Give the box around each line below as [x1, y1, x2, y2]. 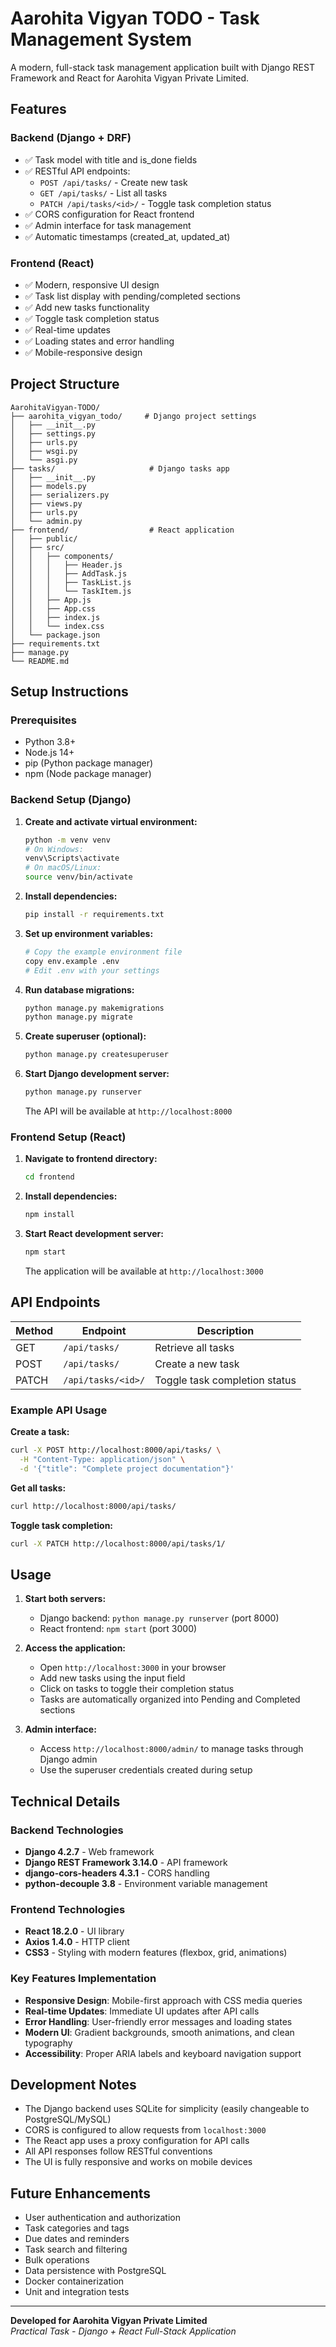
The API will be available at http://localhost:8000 [24, 1105, 233, 1117]
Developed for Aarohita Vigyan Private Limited [10, 2315, 208, 2327]
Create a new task [154, 1357, 240, 1371]
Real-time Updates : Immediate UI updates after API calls [24, 2005, 260, 2017]
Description [196, 1323, 255, 1337]
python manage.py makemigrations [24, 1003, 165, 1013]
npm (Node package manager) [24, 768, 152, 780]
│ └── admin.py [10, 516, 83, 526]
